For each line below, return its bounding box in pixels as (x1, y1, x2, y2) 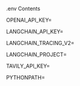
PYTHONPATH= (6, 74, 46, 81)
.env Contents (6, 5, 40, 12)
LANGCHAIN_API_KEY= (6, 28, 64, 35)
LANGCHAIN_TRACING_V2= (6, 40, 75, 46)
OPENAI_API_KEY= (6, 17, 52, 23)
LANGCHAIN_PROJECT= (6, 51, 67, 58)
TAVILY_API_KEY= (6, 62, 50, 69)
